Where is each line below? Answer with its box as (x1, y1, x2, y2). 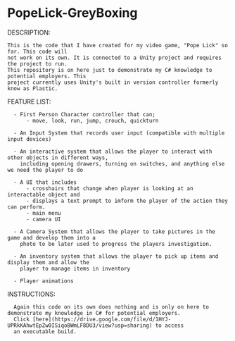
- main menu (25, 209, 61, 216)
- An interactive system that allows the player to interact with (13, 148, 212, 155)
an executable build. (13, 328, 77, 335)
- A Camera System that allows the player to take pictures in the (13, 228, 216, 235)
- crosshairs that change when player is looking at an (25, 185, 193, 192)
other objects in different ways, (7, 154, 109, 161)
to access (155, 322, 184, 329)
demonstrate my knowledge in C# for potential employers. (7, 309, 181, 316)
